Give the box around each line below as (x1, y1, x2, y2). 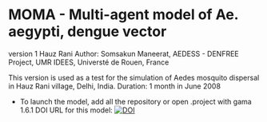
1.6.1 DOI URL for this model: (19, 105, 114, 115)
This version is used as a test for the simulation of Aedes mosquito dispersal (8, 73, 260, 82)
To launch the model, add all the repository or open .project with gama (19, 96, 252, 106)
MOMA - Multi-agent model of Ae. (8, 6, 239, 24)
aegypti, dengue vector (8, 22, 167, 41)
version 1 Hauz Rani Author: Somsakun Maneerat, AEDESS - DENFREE (8, 49, 239, 58)
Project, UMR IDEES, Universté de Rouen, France (8, 57, 169, 67)
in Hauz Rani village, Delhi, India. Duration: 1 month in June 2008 (8, 81, 221, 91)
